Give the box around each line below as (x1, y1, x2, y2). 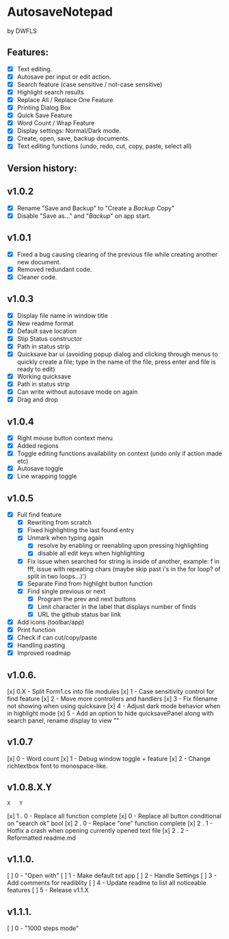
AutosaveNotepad (7, 4, 113, 20)
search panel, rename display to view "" (7, 716, 120, 725)
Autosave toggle (16, 464, 64, 473)
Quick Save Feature (16, 111, 73, 120)
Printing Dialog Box (16, 103, 72, 112)
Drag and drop (16, 395, 58, 404)
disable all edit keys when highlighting (37, 549, 145, 558)
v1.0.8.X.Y (7, 781, 53, 793)
